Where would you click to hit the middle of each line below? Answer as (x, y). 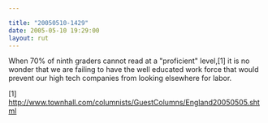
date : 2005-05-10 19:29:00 (54, 30)
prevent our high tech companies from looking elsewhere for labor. (120, 78)
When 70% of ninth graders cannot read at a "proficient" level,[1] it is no (129, 61)
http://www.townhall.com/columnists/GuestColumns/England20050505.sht (134, 103)
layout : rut (28, 38)
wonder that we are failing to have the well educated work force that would (134, 70)
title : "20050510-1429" (49, 23)
